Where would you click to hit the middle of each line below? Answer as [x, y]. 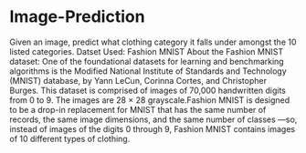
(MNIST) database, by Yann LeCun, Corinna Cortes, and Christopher [138, 80]
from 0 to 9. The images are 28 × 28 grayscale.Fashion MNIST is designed [150, 100]
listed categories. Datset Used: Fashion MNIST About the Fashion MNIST [147, 51]
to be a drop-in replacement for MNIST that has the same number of [138, 109]
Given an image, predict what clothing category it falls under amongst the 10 [153, 42]
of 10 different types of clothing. [70, 138]
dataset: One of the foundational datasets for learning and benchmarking [147, 61]
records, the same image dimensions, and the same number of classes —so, [153, 119]
